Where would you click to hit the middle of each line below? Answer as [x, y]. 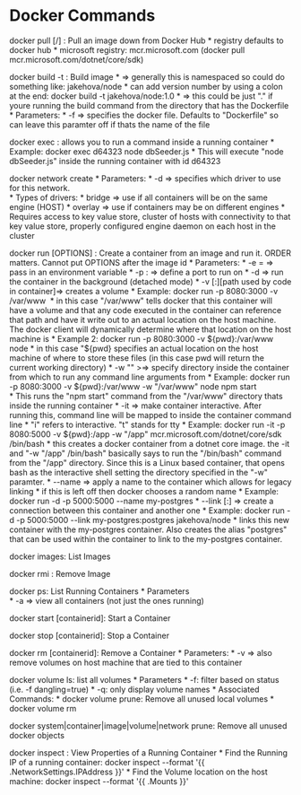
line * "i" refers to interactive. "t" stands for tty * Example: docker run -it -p [147, 424]
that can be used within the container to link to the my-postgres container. [146, 538]
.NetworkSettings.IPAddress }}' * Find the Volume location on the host [139, 772]
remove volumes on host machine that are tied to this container [126, 662]
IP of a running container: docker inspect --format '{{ [107, 762]
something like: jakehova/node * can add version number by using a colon [146, 86]
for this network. [39, 188]
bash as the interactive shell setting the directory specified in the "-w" [139, 472]
